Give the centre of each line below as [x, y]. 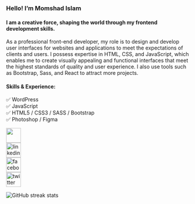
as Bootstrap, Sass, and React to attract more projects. [72, 73]
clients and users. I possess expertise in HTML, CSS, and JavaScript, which [97, 54]
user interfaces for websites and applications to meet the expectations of [95, 48]
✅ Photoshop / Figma [32, 120]
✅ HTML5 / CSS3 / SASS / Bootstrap [51, 113]
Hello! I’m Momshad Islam [44, 8]
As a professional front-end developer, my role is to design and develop [93, 42]
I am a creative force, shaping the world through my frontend [82, 22]
